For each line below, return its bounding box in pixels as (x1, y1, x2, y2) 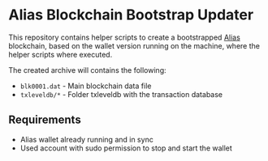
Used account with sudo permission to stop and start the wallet (19, 143, 233, 153)
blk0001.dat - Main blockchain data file (19, 81, 152, 91)
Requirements (8, 113, 81, 127)
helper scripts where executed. (8, 49, 113, 59)
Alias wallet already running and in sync (19, 134, 154, 144)
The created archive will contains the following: (8, 65, 166, 74)
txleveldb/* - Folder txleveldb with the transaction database (19, 89, 223, 99)
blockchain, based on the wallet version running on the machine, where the (8, 40, 260, 50)
